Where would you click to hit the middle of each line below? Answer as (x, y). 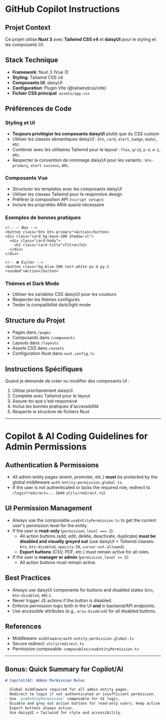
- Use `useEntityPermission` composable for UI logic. (63, 699)
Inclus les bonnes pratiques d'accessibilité (56, 406)
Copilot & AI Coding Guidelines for (77, 436)
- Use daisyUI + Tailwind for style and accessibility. (64, 713)
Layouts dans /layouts (35, 343)
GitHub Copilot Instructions (62, 9)
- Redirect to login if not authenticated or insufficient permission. (80, 694)
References (23, 627)
